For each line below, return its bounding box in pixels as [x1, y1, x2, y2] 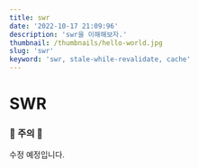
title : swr [9, 13, 50, 22]
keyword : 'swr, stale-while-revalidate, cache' [9, 55, 192, 64]
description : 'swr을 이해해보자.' [9, 30, 128, 39]
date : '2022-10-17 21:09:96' [9, 22, 119, 31]
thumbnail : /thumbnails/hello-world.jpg [9, 38, 164, 48]
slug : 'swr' [9, 47, 54, 56]
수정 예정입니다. [9, 149, 66, 160]
